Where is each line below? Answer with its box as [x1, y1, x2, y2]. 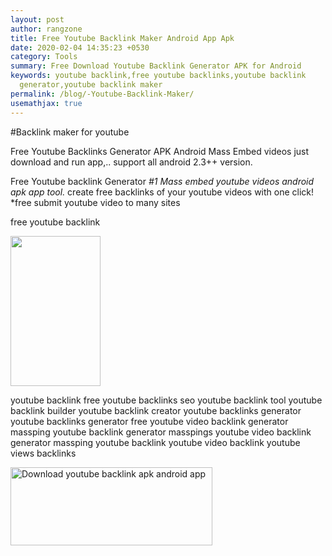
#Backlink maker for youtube [10, 126, 130, 138]
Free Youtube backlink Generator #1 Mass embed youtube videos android [10, 175, 315, 187]
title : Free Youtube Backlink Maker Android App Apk [10, 33, 235, 43]
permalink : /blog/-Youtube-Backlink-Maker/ [10, 89, 195, 99]
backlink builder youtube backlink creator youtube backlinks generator [10, 404, 302, 416]
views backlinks [10, 447, 77, 459]
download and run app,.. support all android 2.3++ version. [10, 156, 253, 168]
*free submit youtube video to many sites [10, 196, 181, 208]
